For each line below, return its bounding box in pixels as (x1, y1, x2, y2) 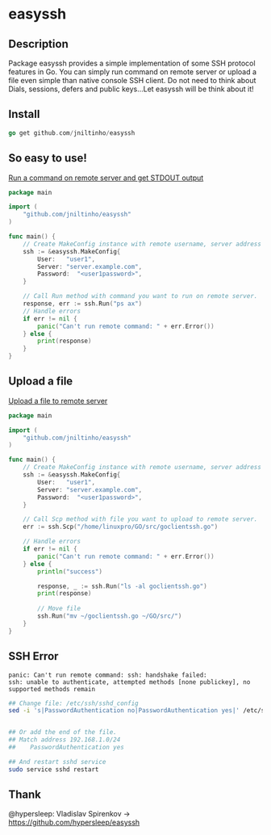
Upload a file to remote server (8, 396, 108, 405)
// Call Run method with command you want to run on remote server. (23, 292, 258, 300)
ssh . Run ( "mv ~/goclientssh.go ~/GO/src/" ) (37, 612, 182, 620)
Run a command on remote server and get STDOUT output (8, 173, 204, 183)
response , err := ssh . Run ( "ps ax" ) (23, 300, 143, 308)
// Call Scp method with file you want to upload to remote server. (23, 515, 258, 523)
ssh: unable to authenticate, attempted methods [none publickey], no (8, 678, 251, 686)
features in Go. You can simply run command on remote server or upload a (8, 67, 256, 77)
